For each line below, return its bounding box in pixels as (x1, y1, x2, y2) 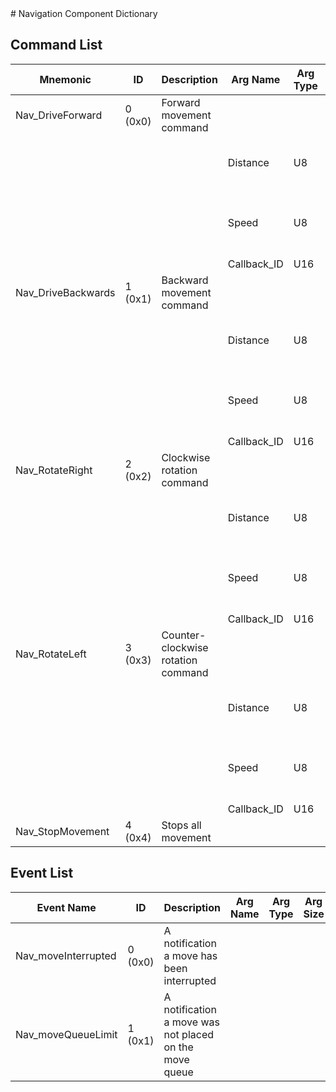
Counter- (161, 628, 207, 642)
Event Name (36, 900, 97, 914)
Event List (10, 865, 74, 882)
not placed (163, 1027, 215, 1041)
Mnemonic (39, 72, 92, 86)
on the (163, 1040, 194, 1054)
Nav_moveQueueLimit (15, 1027, 118, 1041)
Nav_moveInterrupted (15, 948, 117, 962)
